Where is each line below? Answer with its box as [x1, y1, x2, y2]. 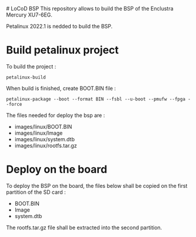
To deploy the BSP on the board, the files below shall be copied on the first [6, 182, 188, 189]
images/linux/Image [14, 129, 63, 137]
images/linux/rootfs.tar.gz [14, 142, 78, 149]
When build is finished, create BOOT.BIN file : [6, 85, 116, 92]
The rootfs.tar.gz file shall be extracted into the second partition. [6, 224, 162, 231]
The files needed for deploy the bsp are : [6, 112, 105, 119]
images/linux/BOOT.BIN [14, 123, 72, 130]
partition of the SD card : [6, 189, 66, 196]
